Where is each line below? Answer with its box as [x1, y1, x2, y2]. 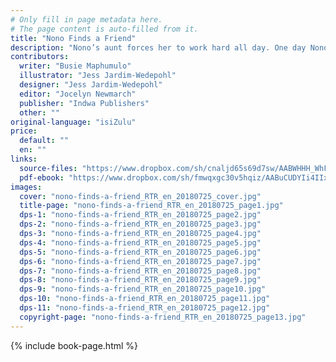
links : [10, 154, 38, 164]
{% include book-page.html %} [10, 339, 139, 351]
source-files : [19, 163, 78, 173]
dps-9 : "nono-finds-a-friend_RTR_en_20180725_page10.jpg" [19, 284, 267, 295]
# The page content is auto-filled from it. [10, 24, 199, 34]
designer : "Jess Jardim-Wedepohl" [19, 80, 163, 90]
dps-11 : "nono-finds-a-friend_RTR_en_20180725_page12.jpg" [19, 303, 271, 313]
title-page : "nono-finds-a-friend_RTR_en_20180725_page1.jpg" [19, 201, 284, 211]
